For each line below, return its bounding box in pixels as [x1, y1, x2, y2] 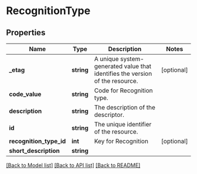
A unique [94, 55, 119, 63]
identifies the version [94, 69, 152, 78]
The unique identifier [94, 121, 152, 128]
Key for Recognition [94, 137, 148, 145]
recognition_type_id [9, 137, 66, 145]
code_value [9, 90, 42, 98]
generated [94, 62, 123, 70]
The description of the [94, 103, 155, 111]
